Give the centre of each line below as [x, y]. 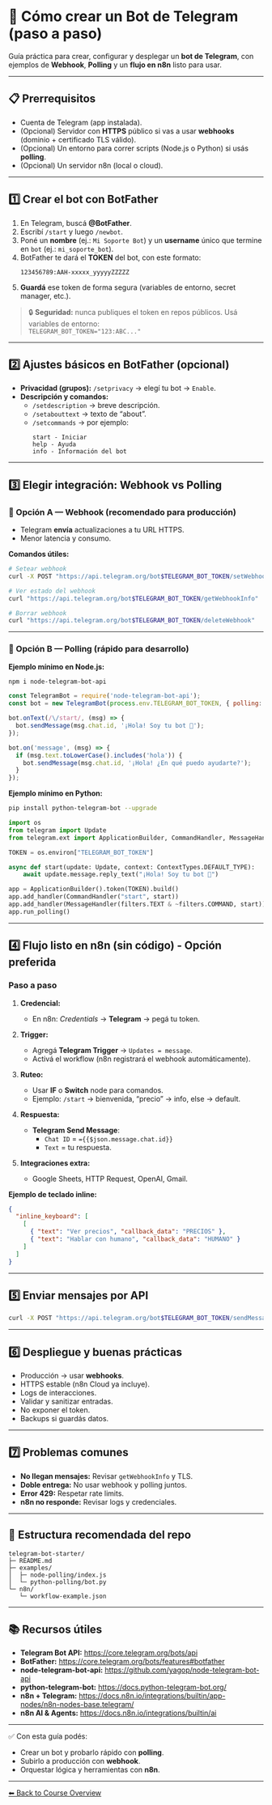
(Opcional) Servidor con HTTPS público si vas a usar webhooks [127, 131]
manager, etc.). [45, 295]
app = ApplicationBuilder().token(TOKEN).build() [94, 890]
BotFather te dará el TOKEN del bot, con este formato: [110, 257]
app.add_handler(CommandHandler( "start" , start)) [94, 897]
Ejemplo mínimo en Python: [55, 793]
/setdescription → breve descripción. [96, 406]
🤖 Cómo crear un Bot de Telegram [123, 17]
